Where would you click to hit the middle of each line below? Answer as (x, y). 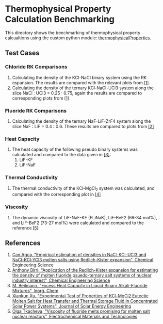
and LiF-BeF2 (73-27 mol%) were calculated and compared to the (78, 223)
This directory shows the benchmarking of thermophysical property (73, 32)
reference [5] (25, 228)
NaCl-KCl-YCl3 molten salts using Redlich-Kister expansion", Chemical (83, 260)
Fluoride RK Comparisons (36, 111)
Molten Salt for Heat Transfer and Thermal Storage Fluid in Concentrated (85, 301)
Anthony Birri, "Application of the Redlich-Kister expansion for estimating (85, 270)
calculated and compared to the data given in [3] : (61, 155)
